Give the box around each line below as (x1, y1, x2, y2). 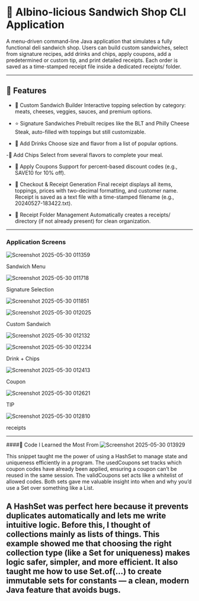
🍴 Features (6, 86, 47, 96)
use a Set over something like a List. (6, 484, 94, 492)
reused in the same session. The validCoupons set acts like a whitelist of (6, 472, 184, 479)
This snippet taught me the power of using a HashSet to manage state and (6, 453, 188, 460)
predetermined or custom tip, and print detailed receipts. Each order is (6, 56, 178, 64)
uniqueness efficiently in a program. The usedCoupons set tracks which (6, 459, 182, 466)
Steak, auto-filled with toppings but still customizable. (14, 128, 146, 136)
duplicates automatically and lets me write (6, 511, 166, 521)
